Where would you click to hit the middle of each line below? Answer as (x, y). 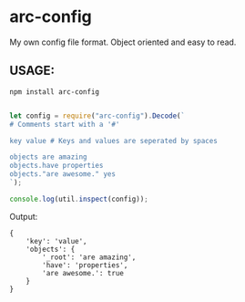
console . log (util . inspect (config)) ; (79, 199)
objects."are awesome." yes (63, 174)
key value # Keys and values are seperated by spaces (114, 141)
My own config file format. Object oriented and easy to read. (123, 42)
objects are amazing (49, 157)
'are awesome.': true (83, 273)
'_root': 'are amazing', (89, 257)
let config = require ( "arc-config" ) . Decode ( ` (97, 116)
